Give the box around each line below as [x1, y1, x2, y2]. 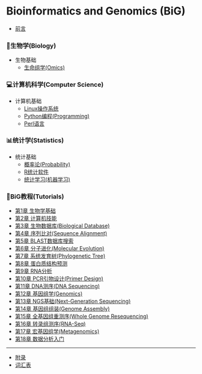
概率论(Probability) [23, 160, 71, 168]
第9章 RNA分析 [14, 267, 52, 275]
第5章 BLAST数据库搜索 [14, 237, 74, 245]
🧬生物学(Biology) [6, 41, 57, 49]
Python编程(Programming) [23, 112, 90, 119]
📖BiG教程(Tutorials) [6, 192, 64, 200]
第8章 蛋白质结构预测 [14, 260, 68, 267]
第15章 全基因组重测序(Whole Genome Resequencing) [14, 312, 148, 320]
